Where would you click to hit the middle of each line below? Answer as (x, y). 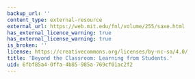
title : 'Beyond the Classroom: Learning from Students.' (90, 58)
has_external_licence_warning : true (59, 33)
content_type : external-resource (55, 20)
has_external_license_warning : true (59, 39)
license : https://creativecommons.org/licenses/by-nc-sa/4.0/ (97, 52)
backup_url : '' (29, 13)
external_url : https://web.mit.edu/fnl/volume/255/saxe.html (96, 26)
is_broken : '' (27, 45)
